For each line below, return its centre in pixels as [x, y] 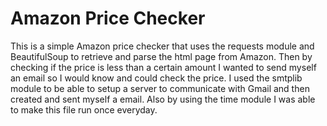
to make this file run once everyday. [84, 109]
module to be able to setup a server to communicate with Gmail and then [160, 88]
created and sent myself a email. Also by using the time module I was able [163, 99]
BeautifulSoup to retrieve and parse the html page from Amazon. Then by [161, 56]
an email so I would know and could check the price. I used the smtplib [156, 78]
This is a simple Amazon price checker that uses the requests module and [162, 46]
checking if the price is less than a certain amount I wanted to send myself [163, 67]
